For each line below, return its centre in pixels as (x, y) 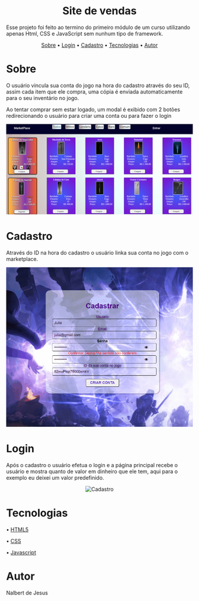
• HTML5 (17, 530)
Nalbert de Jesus (27, 593)
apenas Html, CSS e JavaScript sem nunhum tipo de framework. (85, 33)
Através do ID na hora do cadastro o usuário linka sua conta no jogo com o (97, 252)
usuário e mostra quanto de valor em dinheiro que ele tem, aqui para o (92, 471)
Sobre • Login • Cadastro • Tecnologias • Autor (99, 45)
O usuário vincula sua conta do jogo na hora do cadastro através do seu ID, (98, 85)
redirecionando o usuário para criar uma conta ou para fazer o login (89, 115)
